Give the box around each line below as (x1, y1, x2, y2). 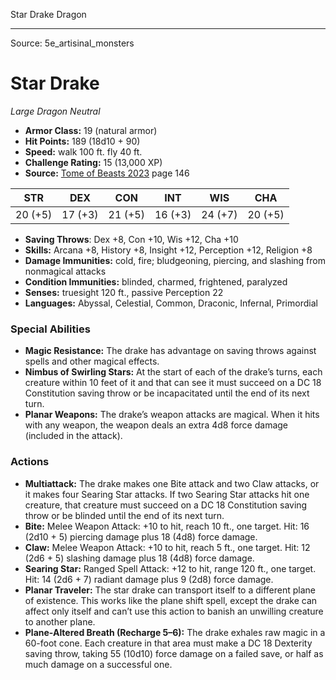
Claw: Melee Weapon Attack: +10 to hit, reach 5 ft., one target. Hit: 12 (24, 541, 311, 553)
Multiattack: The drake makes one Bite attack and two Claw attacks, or (24, 477, 320, 489)
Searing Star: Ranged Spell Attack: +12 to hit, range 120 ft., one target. (24, 562, 317, 574)
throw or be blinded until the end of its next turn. (24, 509, 225, 521)
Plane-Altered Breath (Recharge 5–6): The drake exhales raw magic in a (24, 626, 326, 638)
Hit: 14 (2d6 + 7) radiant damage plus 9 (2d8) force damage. (24, 573, 274, 585)
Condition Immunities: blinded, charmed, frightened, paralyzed (24, 275, 288, 288)
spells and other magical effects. (24, 355, 160, 368)
